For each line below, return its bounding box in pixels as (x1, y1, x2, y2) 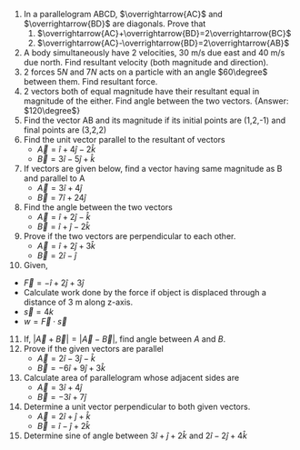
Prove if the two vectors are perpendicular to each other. (23, 231, 236, 241)
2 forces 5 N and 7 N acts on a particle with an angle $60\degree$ (23, 66, 268, 77)
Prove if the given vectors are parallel (23, 344, 165, 354)
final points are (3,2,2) (23, 125, 107, 135)
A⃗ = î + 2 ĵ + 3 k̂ (36, 241, 96, 251)
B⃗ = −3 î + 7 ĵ (36, 392, 87, 402)
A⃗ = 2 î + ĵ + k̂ (36, 411, 91, 422)
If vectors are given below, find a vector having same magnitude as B (23, 164, 283, 174)
